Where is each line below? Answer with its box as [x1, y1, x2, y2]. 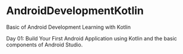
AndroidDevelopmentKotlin [6, 4, 144, 18]
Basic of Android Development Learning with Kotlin [6, 23, 131, 31]
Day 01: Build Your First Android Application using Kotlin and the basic [6, 35, 177, 42]
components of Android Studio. [6, 41, 83, 48]
